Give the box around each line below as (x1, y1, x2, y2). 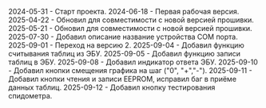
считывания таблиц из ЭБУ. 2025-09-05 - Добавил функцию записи (8, 49, 241, 58)
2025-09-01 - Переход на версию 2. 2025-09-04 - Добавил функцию (8, 40, 245, 50)
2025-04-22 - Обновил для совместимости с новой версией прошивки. (8, 15, 254, 25)
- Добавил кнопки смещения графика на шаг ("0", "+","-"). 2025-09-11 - (8, 66, 253, 75)
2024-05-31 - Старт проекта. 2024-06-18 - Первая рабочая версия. (8, 7, 240, 16)
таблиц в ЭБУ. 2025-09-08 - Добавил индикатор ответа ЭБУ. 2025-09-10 (8, 57, 258, 67)
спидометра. (8, 91, 53, 100)
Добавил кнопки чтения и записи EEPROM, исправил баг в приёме (8, 75, 237, 83)
